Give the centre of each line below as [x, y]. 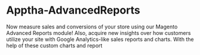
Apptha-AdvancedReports [73, 10]
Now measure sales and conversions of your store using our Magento [92, 27]
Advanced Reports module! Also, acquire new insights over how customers [99, 33]
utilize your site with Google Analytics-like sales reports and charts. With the [100, 39]
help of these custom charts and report [54, 46]
